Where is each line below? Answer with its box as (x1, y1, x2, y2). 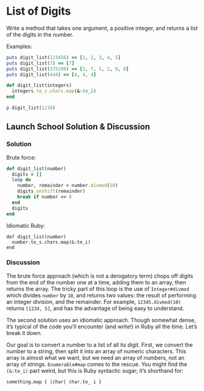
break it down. (6, 329, 42, 336)
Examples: (6, 43, 32, 50)
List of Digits (6, 4, 71, 18)
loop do (12, 177, 32, 183)
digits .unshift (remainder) (17, 188, 86, 194)
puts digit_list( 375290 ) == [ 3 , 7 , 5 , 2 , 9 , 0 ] (6, 66, 129, 72)
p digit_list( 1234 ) (6, 105, 56, 111)
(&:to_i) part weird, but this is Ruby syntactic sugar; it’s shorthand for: (6, 367, 184, 374)
